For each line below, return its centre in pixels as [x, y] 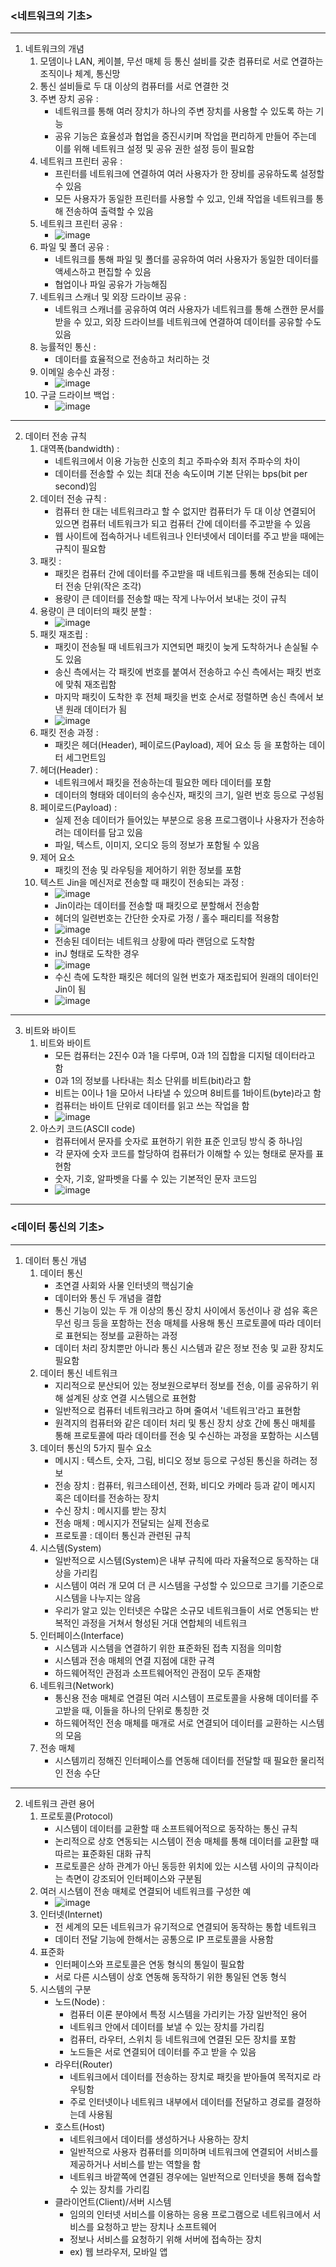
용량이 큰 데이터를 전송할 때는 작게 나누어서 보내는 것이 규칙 [170, 599]
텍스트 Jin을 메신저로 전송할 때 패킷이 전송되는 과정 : [142, 883]
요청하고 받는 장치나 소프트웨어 [156, 2226]
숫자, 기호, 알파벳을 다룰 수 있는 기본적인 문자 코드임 [156, 1179]
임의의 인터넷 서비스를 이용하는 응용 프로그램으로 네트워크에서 [190, 2214]
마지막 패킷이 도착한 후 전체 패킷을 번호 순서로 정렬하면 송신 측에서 [184, 697]
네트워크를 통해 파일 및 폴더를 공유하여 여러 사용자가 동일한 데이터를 [187, 259]
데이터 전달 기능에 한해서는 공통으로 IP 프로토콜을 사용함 [164, 1939]
